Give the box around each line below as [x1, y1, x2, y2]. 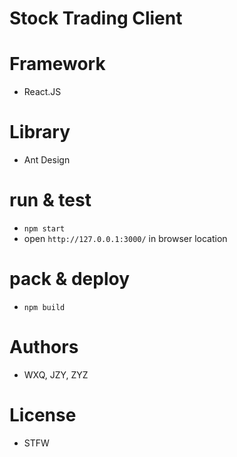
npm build [23, 302, 66, 312]
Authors [9, 336, 79, 359]
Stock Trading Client [9, 7, 183, 30]
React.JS [23, 86, 62, 98]
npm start [23, 224, 66, 234]
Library [9, 121, 71, 144]
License [9, 404, 77, 427]
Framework [9, 53, 106, 76]
